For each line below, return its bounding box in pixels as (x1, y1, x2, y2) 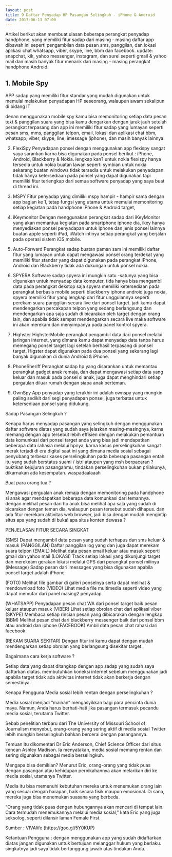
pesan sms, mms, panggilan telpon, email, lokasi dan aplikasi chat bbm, (5, 130, 157, 136)
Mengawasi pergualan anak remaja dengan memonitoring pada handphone (5, 489, 164, 496)
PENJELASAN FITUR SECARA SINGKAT (5, 527, 89, 533)
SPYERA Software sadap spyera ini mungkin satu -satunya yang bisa (12, 272, 158, 279)
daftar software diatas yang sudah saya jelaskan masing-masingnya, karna (5, 426, 164, 432)
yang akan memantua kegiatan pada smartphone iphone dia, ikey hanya (12, 220, 165, 226)
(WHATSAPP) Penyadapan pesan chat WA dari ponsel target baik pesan (5, 600, 158, 607)
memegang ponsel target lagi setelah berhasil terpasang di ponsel (12, 342, 153, 349)
